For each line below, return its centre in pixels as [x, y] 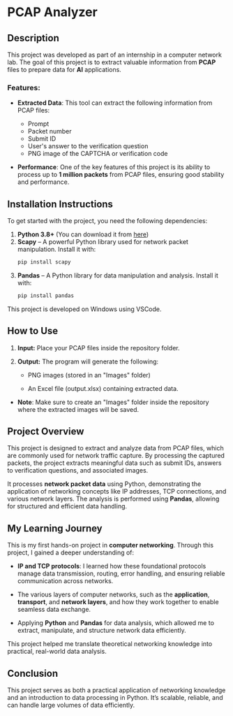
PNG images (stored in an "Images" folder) [89, 375]
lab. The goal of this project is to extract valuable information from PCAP [112, 62]
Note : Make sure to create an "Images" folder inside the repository [113, 402]
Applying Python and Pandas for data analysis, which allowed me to [116, 623]
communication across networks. [65, 581]
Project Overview [46, 432]
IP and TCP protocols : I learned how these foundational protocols [112, 566]
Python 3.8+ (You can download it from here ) [83, 234]
